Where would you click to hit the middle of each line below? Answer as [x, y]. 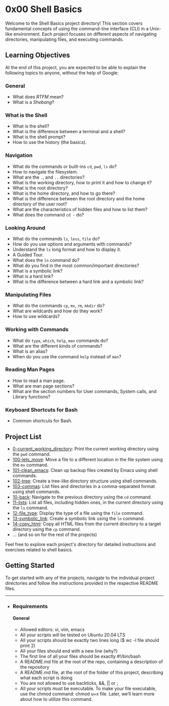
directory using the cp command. [47, 529]
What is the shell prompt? [39, 137]
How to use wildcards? [36, 316]
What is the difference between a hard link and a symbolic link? [78, 282]
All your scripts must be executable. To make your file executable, [88, 688]
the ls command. [30, 508]
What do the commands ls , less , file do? [56, 239]
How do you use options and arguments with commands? [72, 244]
